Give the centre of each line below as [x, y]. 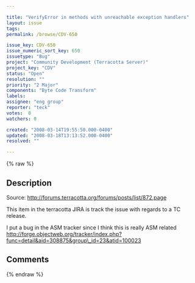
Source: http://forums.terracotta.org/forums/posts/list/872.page [87, 197]
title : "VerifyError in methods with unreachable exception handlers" [98, 17]
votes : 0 [19, 113]
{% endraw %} [25, 274]
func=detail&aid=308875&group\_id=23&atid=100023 [74, 240]
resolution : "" [26, 79]
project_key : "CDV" [31, 68]
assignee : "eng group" [35, 102]
